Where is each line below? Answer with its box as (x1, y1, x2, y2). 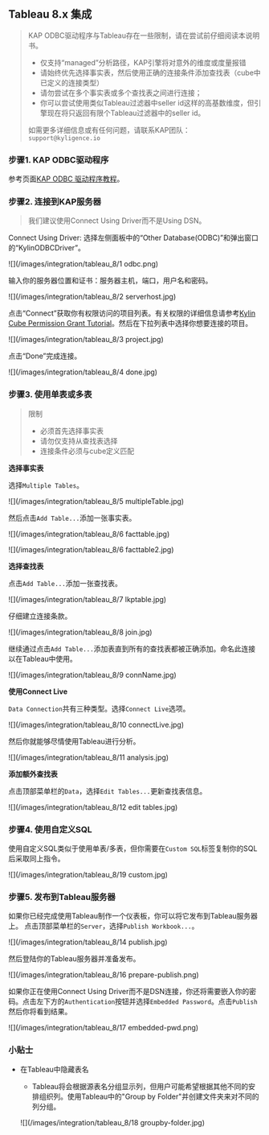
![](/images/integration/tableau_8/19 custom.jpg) (8, 870, 169, 879)
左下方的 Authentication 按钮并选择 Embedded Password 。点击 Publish (35, 997, 259, 1006)
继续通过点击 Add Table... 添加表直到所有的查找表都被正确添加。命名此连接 (8, 643, 255, 654)
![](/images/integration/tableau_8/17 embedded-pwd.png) (8, 1023, 199, 1033)
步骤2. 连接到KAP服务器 (8, 196, 102, 208)
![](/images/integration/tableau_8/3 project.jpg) (8, 335, 165, 345)
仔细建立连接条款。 (8, 611, 72, 621)
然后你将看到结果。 (8, 1007, 72, 1017)
